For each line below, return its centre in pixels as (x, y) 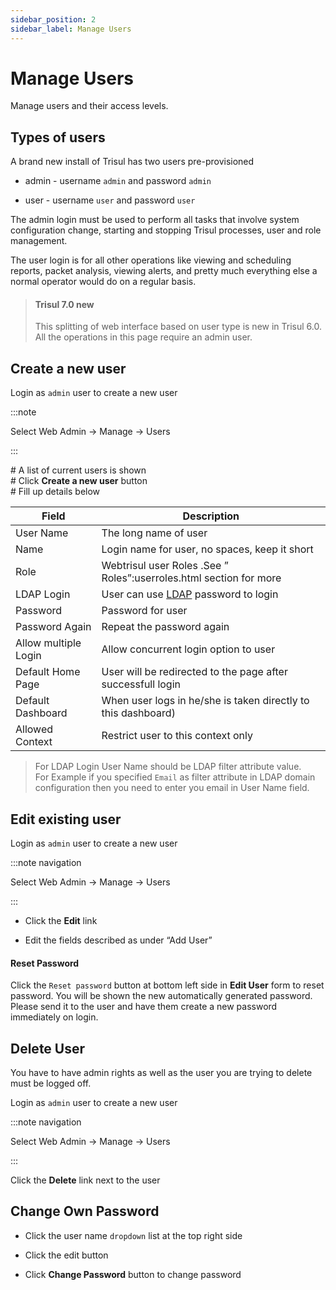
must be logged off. (51, 1083)
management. (39, 241)
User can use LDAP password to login (190, 594)
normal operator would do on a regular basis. (103, 282)
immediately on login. (54, 1017)
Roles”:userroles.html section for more (191, 578)
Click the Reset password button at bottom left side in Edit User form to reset (167, 985)
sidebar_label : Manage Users (71, 29)
